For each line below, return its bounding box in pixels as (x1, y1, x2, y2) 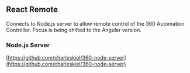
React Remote (6, 5, 58, 15)
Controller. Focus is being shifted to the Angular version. (6, 26, 141, 33)
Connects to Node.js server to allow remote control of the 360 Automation (6, 20, 185, 27)
